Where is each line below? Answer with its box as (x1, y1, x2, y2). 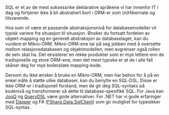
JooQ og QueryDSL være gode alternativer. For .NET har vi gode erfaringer (5, 93, 161, 99)
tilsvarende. (5, 15, 30, 21)
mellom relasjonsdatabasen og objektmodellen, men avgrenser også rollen (5, 46, 160, 52)
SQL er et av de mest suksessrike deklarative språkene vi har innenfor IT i (5, 5, 158, 10)
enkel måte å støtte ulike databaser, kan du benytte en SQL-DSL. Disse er (5, 78, 157, 83)
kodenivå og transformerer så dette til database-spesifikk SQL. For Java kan (5, 88, 164, 94)
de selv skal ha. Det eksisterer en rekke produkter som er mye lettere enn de (5, 51, 164, 57)
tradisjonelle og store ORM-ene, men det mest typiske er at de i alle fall (5, 57, 153, 63)
